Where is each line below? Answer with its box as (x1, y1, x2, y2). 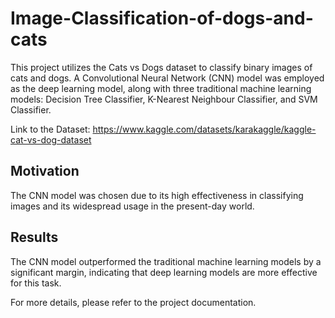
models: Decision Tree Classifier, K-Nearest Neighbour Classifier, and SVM (10, 93, 318, 105)
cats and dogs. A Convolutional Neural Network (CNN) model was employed (10, 72, 325, 84)
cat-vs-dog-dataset (10, 133, 92, 146)
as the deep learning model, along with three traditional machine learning (10, 82, 312, 94)
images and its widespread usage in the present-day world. (10, 200, 255, 212)
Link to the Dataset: (10, 123, 91, 135)
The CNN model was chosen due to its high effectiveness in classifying (10, 189, 304, 201)
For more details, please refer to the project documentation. (10, 296, 257, 308)
